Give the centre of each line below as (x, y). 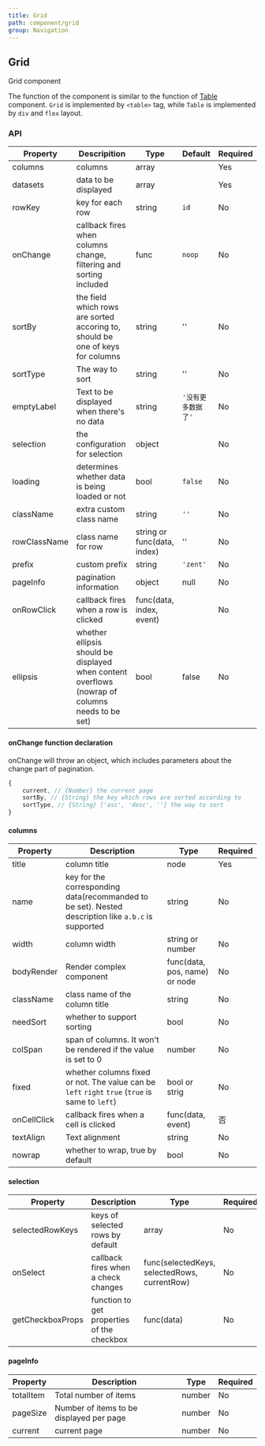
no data (90, 421)
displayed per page (90, 1418)
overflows (95, 682)
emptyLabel (34, 407)
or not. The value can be (111, 1082)
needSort (30, 1022)
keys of (105, 1216)
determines (97, 467)
